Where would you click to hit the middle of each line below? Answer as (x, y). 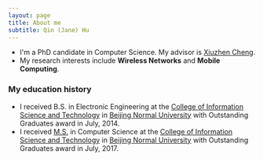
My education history (50, 90)
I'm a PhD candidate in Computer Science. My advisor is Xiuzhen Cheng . (137, 53)
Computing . (39, 69)
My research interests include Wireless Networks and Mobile (120, 60)
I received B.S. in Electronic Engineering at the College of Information (131, 106)
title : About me (35, 23)
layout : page (29, 15)
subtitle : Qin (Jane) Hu (49, 30)
